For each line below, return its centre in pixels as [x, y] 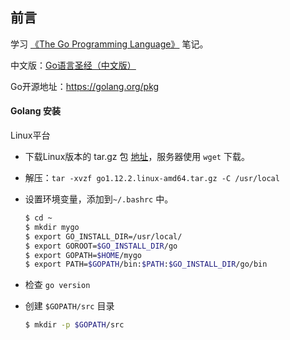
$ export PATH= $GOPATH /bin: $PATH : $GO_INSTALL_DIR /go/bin [146, 264]
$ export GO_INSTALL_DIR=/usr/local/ [103, 236]
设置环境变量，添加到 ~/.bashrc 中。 [99, 199]
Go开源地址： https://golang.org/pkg [85, 86]
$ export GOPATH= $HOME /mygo [83, 255]
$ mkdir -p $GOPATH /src [74, 325]
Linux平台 [30, 135]
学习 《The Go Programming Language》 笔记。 [109, 44]
